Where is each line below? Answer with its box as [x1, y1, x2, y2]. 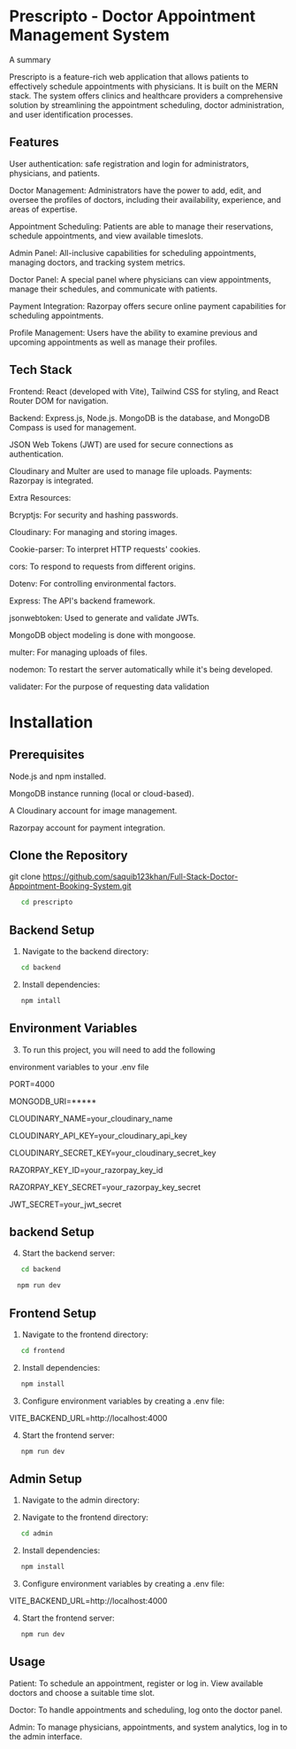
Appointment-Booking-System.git [9, 881, 132, 891]
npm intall [20, 996, 62, 1005]
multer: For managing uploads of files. [9, 647, 148, 657]
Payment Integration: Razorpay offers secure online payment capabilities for [9, 300, 287, 311]
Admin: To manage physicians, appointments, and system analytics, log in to [9, 1722, 288, 1732]
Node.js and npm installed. [9, 771, 107, 781]
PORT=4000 [9, 1078, 56, 1089]
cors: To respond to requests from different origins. [9, 561, 196, 571]
